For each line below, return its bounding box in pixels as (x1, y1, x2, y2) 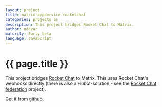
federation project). (5, 85, 46, 92)
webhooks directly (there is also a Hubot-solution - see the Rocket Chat (5, 80, 157, 87)
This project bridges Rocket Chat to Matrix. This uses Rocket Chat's (5, 75, 149, 81)
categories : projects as (5, 17, 58, 22)
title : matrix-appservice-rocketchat (5, 12, 86, 17)
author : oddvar (5, 27, 38, 32)
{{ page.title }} (5, 58, 69, 70)
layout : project (5, 7, 40, 13)
